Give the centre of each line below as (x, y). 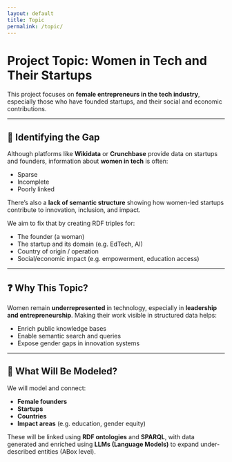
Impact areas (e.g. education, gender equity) (81, 423)
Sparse (27, 175)
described (22, 451)
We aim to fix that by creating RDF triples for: (71, 223)
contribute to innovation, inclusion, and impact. (74, 210)
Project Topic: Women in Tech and (107, 60)
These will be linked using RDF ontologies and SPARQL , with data (101, 436)
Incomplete (33, 182)
